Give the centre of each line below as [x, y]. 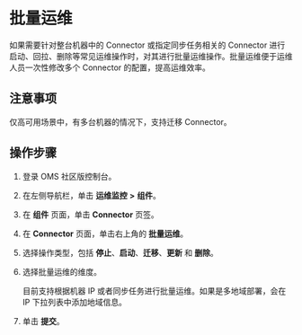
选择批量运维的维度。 [62, 271]
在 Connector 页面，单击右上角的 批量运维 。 [105, 234]
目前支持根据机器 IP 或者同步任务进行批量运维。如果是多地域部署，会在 [154, 291]
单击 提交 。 [43, 321]
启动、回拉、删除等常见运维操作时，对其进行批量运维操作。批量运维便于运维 [151, 56]
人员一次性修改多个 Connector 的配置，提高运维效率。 [110, 67]
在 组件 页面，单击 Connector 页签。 [90, 214]
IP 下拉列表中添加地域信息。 [75, 302]
